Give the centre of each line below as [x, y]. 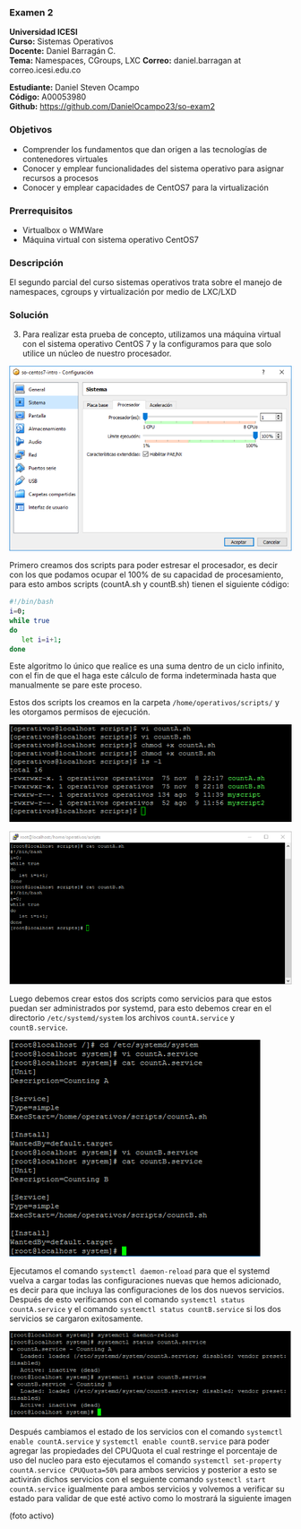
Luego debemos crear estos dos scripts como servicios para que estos [141, 998]
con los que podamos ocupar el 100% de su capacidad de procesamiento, [146, 574]
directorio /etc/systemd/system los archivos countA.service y [122, 1017]
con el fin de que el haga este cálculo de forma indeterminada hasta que [143, 676]
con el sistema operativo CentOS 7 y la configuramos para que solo [146, 344]
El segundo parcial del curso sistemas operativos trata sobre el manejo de [146, 282]
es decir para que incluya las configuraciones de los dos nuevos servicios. [147, 1290]
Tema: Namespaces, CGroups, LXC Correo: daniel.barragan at [125, 61]
